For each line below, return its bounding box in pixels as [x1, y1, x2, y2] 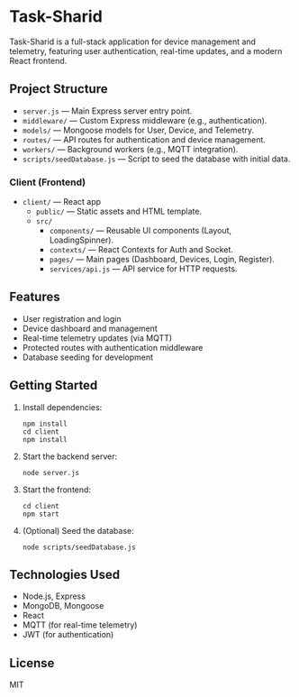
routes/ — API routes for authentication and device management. [22, 133, 266, 145]
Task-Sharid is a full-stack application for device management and [9, 36, 257, 47]
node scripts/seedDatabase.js [22, 543, 137, 552]
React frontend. [9, 55, 68, 66]
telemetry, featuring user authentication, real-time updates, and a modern [9, 45, 283, 56]
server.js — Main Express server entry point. [22, 105, 193, 116]
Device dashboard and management [22, 323, 158, 334]
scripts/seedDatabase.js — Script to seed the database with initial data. [22, 153, 291, 164]
